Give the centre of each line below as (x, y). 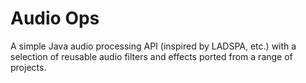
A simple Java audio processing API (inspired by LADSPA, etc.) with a (153, 46)
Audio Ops (55, 18)
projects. (28, 67)
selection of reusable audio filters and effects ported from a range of (151, 56)
